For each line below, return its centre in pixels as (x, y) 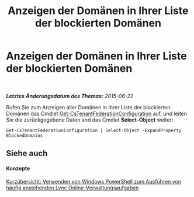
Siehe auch (27, 153)
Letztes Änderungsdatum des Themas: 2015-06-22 (70, 96)
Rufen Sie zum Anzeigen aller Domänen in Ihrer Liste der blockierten (88, 107)
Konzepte (18, 168)
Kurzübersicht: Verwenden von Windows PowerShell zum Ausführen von (94, 181)
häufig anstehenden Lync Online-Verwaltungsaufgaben (72, 188)
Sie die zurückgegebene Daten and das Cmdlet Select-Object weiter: (90, 120)
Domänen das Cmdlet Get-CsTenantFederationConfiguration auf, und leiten (97, 113)
